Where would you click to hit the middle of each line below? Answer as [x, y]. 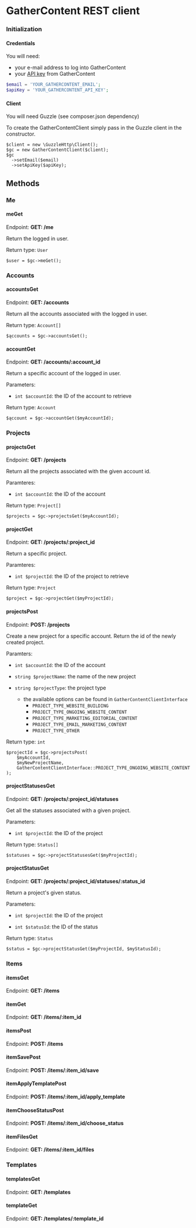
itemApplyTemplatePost [36, 1084]
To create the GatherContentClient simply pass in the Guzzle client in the [94, 128]
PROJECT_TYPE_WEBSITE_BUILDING [70, 706]
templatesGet [23, 1179]
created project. [26, 642]
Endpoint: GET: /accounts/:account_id [53, 362]
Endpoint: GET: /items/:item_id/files [50, 1150]
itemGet [16, 1004]
